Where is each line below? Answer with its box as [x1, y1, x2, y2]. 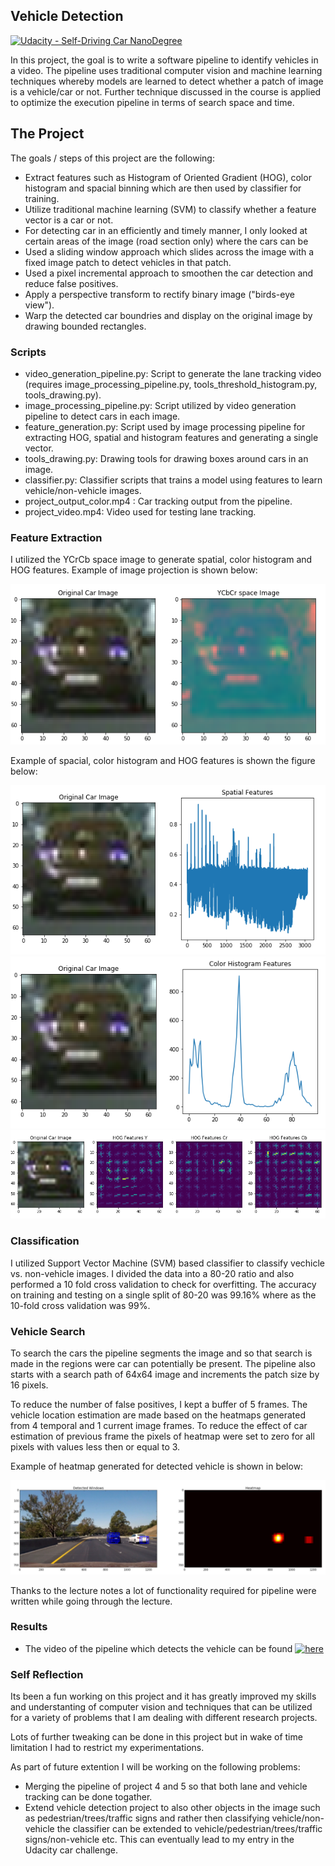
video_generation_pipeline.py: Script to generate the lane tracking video [24, 367, 322, 379]
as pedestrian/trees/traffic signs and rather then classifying [24, 1812, 270, 1824]
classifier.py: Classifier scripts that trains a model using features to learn [24, 474, 323, 486]
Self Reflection [10, 1667, 84, 1681]
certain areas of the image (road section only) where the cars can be [24, 235, 309, 247]
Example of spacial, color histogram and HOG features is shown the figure [10, 754, 316, 766]
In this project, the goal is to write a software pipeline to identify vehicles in [10, 54, 319, 66]
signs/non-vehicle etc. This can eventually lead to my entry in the [24, 1834, 295, 1846]
